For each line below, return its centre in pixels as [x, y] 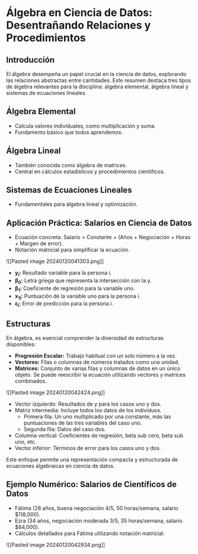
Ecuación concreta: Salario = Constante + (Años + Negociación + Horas [103, 237]
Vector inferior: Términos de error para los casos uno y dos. [88, 448]
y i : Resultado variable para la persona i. [63, 274]
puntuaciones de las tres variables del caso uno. [83, 423]
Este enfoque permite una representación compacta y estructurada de [92, 460]
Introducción [31, 60]
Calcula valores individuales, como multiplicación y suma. [85, 126]
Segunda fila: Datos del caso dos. [65, 429]
